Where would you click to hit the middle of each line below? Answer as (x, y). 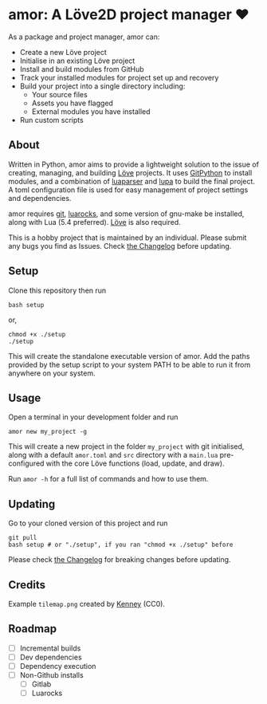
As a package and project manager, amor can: (84, 37)
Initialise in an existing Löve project (77, 61)
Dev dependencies (51, 657)
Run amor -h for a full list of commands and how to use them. (108, 479)
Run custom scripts (51, 120)
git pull (23, 538)
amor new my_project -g (48, 432)
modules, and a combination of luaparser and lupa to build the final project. (132, 181)
